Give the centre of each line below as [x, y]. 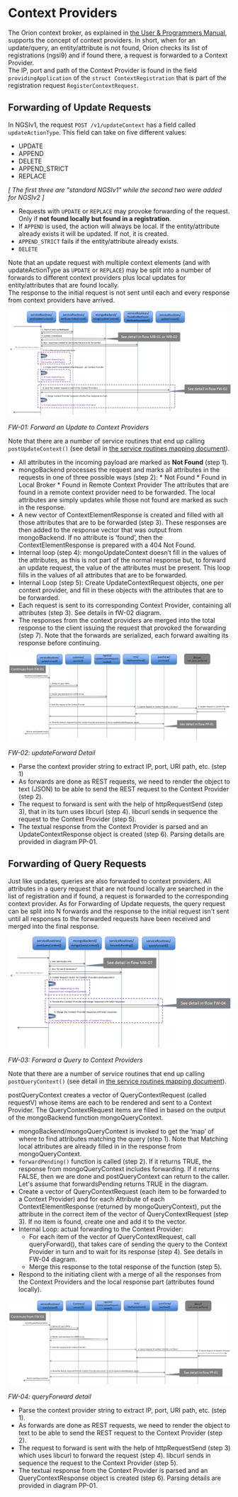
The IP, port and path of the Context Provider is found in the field [103, 70]
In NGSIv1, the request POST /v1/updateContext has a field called [102, 125]
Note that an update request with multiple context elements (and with [109, 262]
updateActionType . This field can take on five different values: [97, 132]
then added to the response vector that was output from [100, 530]
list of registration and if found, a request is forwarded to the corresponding [118, 896]
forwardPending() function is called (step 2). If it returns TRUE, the [115, 1161]
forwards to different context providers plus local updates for [97, 277]
